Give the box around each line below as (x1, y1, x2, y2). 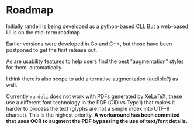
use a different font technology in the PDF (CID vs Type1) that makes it (6, 99, 175, 106)
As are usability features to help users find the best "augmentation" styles (6, 58, 184, 65)
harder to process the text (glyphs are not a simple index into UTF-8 (6, 105, 170, 112)
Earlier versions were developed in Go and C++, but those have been (6, 40, 172, 47)
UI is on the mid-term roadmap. (6, 29, 82, 36)
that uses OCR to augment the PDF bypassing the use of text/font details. (6, 117, 188, 124)
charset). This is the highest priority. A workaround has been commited (6, 111, 180, 118)
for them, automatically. (6, 64, 63, 71)
